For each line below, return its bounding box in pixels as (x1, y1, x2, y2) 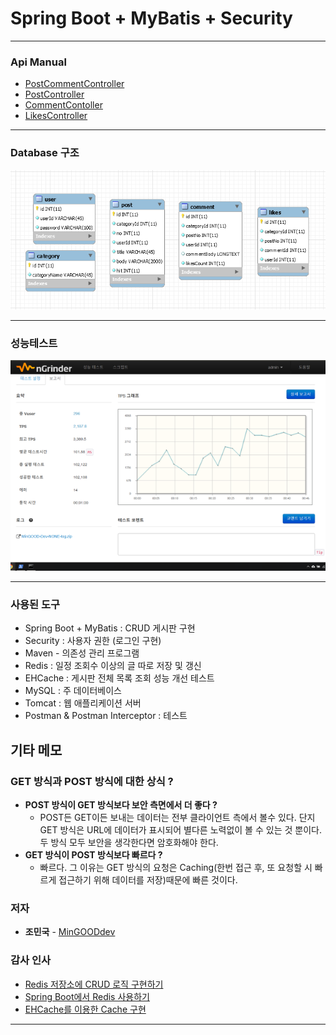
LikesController (24, 110, 88, 122)
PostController (24, 88, 85, 101)
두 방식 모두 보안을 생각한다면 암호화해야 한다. (39, 836, 219, 848)
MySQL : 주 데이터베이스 (24, 685, 122, 697)
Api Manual (10, 55, 67, 69)
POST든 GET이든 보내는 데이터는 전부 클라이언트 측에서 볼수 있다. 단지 (39, 811, 316, 823)
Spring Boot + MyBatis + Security (10, 7, 293, 30)
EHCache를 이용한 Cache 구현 (24, 1003, 147, 1015)
